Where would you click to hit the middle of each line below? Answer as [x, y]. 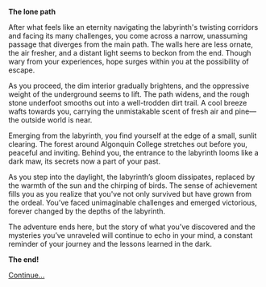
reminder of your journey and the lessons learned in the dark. [110, 244]
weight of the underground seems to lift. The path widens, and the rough [129, 94]
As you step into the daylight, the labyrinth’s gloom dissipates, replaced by [132, 177]
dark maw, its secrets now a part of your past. [85, 161]
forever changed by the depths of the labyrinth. [87, 211]
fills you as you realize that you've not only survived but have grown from [130, 194]
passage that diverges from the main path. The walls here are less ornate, [131, 44]
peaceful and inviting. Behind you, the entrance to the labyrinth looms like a [134, 153]
